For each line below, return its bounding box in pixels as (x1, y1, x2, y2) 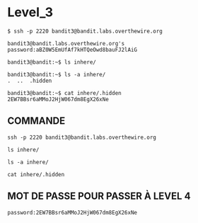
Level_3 (7, 4, 54, 21)
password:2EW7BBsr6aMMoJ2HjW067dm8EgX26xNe (7, 209, 138, 216)
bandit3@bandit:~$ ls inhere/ (7, 58, 97, 66)
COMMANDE (7, 115, 66, 127)
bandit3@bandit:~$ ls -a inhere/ (7, 71, 106, 78)
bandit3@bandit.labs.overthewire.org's (7, 40, 125, 47)
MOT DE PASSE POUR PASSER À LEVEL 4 (7, 190, 191, 202)
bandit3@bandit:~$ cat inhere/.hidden (7, 89, 122, 96)
